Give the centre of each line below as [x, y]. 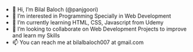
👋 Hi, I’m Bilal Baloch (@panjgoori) [55, 9]
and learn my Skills [36, 35]
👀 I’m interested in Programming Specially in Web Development [91, 16]
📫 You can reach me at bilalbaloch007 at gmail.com [78, 42]
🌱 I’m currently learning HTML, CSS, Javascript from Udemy [88, 22]
